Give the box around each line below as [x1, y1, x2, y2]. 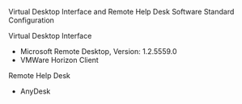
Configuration [8, 15, 55, 25]
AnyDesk [19, 86, 51, 96]
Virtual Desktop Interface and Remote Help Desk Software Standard [8, 7, 235, 16]
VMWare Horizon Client [19, 56, 99, 64]
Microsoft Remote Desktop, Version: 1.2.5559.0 [19, 47, 177, 56]
